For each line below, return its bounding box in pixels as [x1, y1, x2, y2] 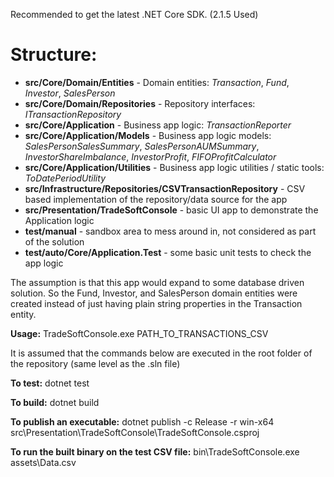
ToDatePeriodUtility [24, 172, 107, 184]
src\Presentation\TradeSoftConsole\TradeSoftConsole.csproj [10, 426, 260, 438]
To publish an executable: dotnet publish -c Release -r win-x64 [10, 415, 275, 428]
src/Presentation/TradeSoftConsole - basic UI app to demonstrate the [24, 204, 319, 216]
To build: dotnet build [10, 396, 100, 408]
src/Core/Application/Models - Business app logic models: [24, 129, 272, 141]
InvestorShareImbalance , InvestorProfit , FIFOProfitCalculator [24, 150, 277, 163]
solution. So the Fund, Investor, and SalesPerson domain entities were [10, 287, 298, 299]
